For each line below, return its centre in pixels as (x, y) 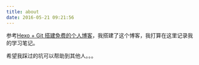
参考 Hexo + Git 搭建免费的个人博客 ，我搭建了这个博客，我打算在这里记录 (97, 35)
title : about (23, 12)
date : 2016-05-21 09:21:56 (40, 17)
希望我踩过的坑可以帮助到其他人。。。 (51, 55)
